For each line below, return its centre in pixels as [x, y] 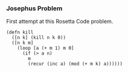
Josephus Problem [34, 8]
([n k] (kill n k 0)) [39, 38]
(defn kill [20, 32]
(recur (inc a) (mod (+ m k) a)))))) [75, 64]
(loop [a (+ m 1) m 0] [46, 48]
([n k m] [23, 43]
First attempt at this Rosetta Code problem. [60, 22]
